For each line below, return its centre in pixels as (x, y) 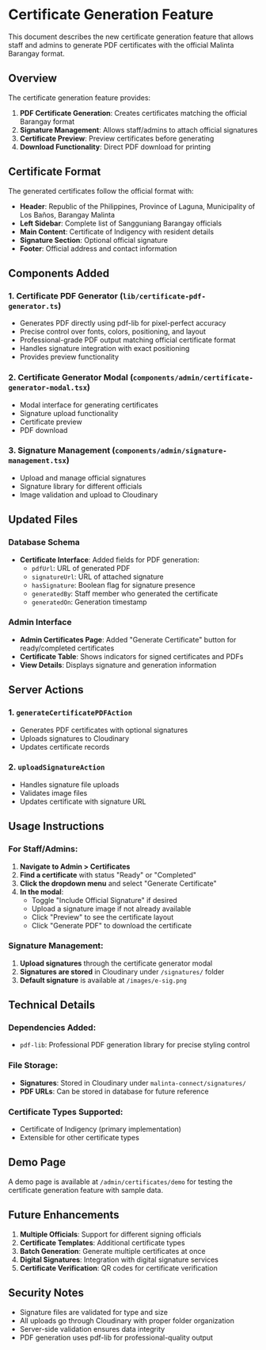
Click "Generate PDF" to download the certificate (112, 925)
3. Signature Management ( (62, 450)
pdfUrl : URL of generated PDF (81, 568)
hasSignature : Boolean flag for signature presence (113, 584)
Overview (33, 78)
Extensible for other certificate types (80, 1138)
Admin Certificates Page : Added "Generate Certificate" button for (128, 639)
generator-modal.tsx (48, 388)
